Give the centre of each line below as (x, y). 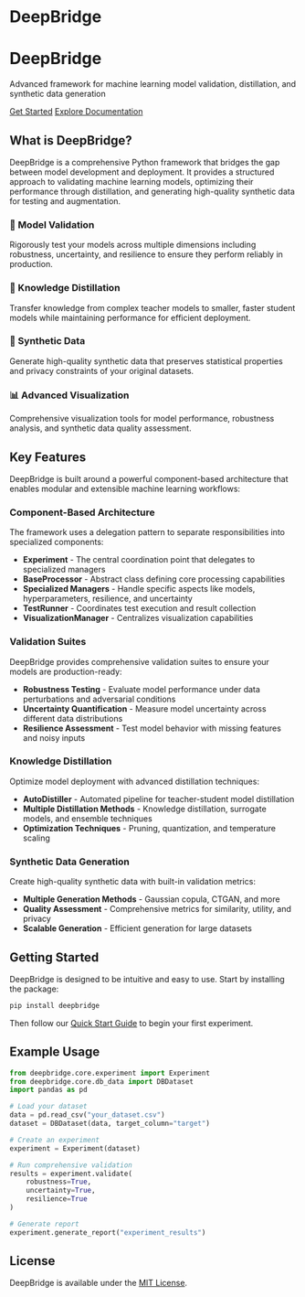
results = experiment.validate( (71, 1174)
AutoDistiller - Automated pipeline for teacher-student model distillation (158, 799)
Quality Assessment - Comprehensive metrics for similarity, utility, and (157, 909)
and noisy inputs (54, 737)
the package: (34, 989)
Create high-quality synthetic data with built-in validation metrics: (132, 882)
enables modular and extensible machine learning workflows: (125, 488)
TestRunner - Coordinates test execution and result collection (139, 608)
